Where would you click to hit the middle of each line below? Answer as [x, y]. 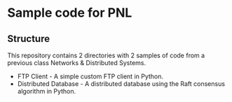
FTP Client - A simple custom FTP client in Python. [90, 76]
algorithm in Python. [47, 91]
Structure [29, 39]
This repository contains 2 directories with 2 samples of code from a [106, 55]
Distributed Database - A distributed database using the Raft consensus [121, 84]
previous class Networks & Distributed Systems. [77, 63]
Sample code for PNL [70, 13]
